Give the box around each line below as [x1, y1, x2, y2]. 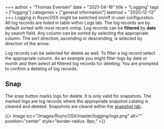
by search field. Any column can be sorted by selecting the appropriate [5, 30, 149, 36]
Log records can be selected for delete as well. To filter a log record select [5, 50, 156, 56]
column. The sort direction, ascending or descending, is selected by [5, 35, 143, 41]
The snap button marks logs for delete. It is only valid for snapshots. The [5, 93, 152, 99]
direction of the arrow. [5, 41, 50, 46]
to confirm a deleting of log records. [5, 66, 78, 72]
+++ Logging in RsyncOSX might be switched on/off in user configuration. [5, 15, 155, 20]
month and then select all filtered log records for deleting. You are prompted [5, 61, 159, 66]
